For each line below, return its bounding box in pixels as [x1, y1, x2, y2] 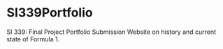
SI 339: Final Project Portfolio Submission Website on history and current [6, 28, 217, 36]
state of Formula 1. [6, 35, 60, 43]
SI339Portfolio [6, 5, 93, 21]
